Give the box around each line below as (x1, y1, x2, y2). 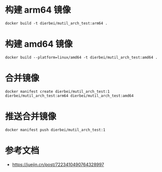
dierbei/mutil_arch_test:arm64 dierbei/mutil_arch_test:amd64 (5, 93, 134, 98)
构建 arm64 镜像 (5, 4, 71, 16)
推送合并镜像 (5, 111, 57, 122)
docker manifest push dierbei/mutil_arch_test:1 (5, 127, 106, 132)
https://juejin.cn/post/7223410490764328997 (12, 161, 105, 167)
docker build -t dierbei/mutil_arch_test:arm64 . (5, 20, 108, 26)
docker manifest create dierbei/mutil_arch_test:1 (5, 89, 110, 94)
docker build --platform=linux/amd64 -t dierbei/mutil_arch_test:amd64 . (5, 55, 158, 60)
